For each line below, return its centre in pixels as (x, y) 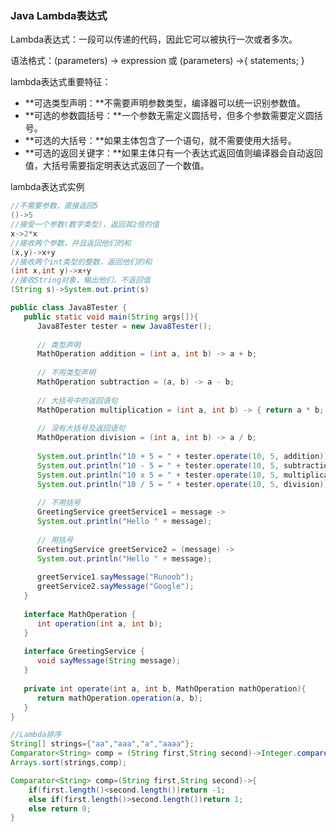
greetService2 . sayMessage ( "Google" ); (115, 587)
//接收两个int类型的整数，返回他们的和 (81, 262)
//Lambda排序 (36, 735)
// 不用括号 (58, 503)
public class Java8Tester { (69, 308)
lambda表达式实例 (47, 187)
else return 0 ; (60, 808)
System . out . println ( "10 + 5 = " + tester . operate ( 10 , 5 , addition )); (184, 457)
